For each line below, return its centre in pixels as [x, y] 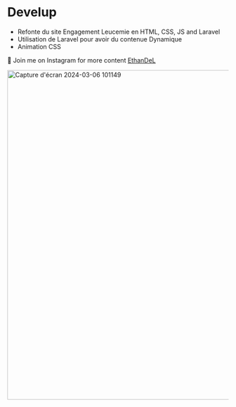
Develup [32, 12]
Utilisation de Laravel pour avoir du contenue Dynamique [100, 39]
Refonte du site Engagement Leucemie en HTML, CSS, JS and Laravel [119, 32]
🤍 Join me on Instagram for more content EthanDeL [81, 60]
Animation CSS [39, 46]
